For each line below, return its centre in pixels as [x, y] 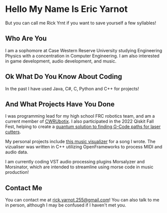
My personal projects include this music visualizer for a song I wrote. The [80, 142]
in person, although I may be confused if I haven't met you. [66, 205]
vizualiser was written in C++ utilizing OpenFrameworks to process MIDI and [84, 147]
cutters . [13, 132]
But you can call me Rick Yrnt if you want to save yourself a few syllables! [81, 23]
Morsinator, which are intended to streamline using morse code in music [79, 167]
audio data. [17, 152]
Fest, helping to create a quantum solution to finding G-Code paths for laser [83, 127]
